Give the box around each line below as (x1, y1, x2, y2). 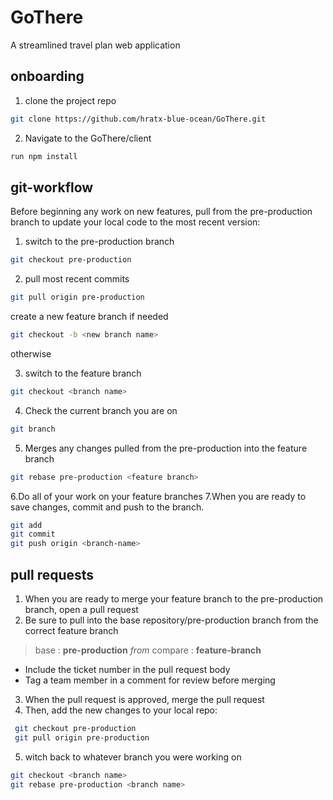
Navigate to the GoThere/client (24, 132, 152, 144)
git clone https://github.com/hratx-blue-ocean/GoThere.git (10, 114, 267, 124)
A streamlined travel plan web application (10, 39, 181, 51)
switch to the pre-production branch (24, 236, 175, 248)
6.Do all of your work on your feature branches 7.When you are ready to (10, 490, 307, 502)
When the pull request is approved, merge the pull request (24, 694, 265, 705)
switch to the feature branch (24, 367, 142, 379)
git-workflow (10, 179, 94, 196)
